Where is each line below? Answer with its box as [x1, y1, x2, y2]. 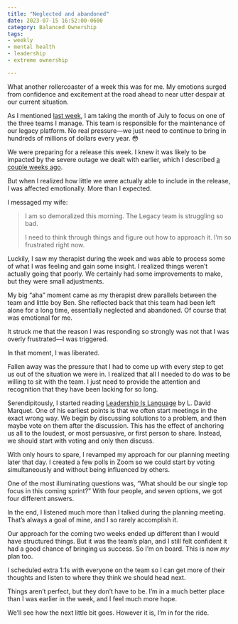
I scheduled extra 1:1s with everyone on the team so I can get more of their [7, 566, 225, 574]
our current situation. [7, 97, 69, 106]
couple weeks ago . [7, 163, 63, 171]
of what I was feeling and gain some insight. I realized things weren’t [7, 262, 208, 270]
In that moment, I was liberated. [7, 348, 100, 357]
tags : [7, 30, 23, 38]
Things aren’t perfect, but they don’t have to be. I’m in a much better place [7, 587, 225, 596]
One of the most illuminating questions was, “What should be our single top [7, 479, 229, 488]
